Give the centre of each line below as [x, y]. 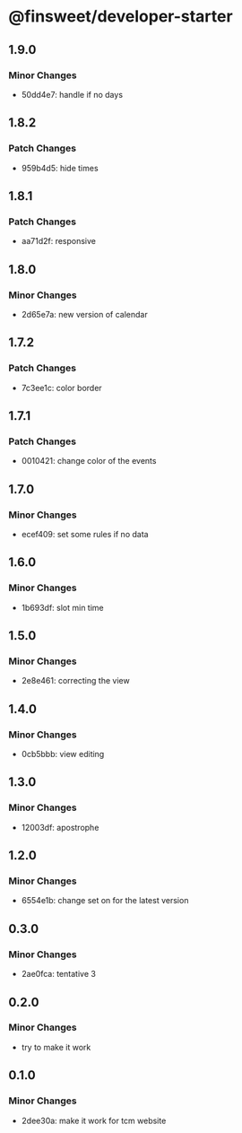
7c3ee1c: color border [61, 388]
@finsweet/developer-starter [121, 17]
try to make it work [56, 1047]
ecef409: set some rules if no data [85, 534]
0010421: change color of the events [89, 461]
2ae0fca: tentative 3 [58, 974]
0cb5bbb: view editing [63, 754]
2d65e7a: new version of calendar [85, 314]
